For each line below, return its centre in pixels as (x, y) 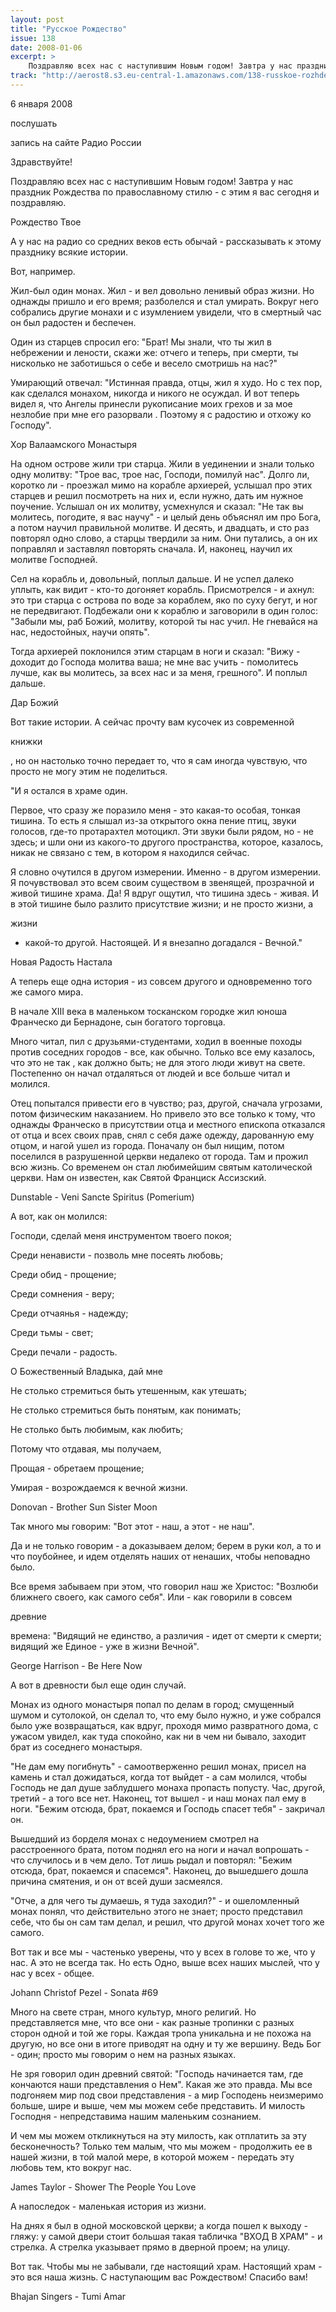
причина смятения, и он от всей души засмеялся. (116, 1881)
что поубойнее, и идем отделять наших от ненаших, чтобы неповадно (160, 1556)
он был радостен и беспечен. (73, 322)
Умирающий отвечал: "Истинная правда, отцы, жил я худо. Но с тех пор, (166, 382)
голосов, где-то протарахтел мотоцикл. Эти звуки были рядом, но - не (162, 831)
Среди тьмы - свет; (52, 1332)
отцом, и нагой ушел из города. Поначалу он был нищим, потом (147, 1145)
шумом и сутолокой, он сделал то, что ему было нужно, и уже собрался (166, 1715)
